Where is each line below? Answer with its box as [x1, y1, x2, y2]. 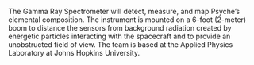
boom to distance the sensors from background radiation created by [8, 23, 232, 32]
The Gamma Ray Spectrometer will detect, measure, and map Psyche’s [8, 7, 241, 16]
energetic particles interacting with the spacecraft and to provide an [8, 31, 231, 41]
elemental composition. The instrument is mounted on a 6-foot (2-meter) [8, 15, 247, 24]
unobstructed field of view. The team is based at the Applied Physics [8, 40, 233, 49]
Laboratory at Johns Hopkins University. [8, 49, 140, 57]
